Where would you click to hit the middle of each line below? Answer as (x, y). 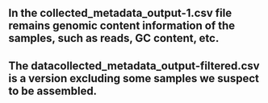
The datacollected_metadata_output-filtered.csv (134, 66)
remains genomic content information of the (122, 26)
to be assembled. (53, 91)
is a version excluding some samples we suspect (134, 78)
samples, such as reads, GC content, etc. (114, 38)
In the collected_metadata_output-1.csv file (120, 13)
